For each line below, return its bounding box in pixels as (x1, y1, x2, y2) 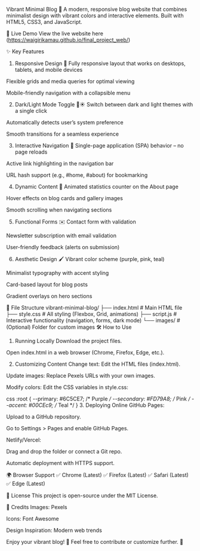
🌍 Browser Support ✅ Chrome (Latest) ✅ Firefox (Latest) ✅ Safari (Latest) (6, 472, 189, 478)
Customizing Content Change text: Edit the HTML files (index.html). (14, 360, 181, 368)
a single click (14, 108, 48, 114)
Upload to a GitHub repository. (6, 413, 82, 420)
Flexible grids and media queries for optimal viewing (6, 78, 135, 85)
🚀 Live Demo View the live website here (6, 30, 103, 37)
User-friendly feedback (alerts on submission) (6, 244, 120, 250)
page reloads (14, 148, 48, 155)
